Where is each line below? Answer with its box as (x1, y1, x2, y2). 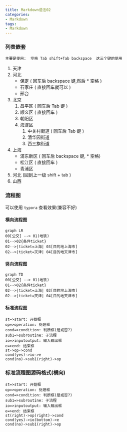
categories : (5, 12, 30, 17)
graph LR (5, 228, 23, 233)
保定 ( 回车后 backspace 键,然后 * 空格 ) (19, 78, 102, 84)
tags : (5, 21, 16, 27)
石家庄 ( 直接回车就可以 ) (19, 84, 71, 90)
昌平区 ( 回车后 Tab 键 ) (19, 103, 68, 109)
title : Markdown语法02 (5, 7, 51, 13)
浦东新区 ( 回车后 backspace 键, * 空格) (19, 153, 101, 159)
